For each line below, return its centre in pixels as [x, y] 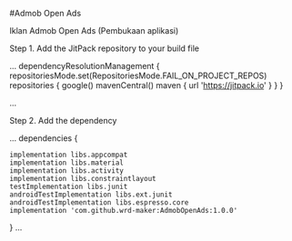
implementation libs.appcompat [69, 155]
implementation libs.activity [67, 171]
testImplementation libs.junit [69, 186]
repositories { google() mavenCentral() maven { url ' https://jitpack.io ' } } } [146, 85]
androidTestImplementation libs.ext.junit [91, 195]
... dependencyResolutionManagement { [85, 66]
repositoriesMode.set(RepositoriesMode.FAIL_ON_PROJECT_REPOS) [138, 75]
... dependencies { [44, 138]
